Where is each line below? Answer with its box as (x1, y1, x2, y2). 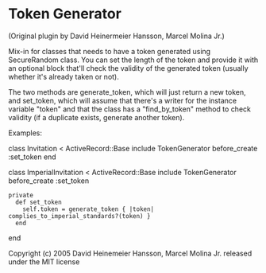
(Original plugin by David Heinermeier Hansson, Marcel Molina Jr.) (8, 31, 225, 41)
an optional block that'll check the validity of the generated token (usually (8, 63, 249, 72)
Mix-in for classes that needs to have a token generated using (8, 46, 211, 56)
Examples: (8, 128, 42, 138)
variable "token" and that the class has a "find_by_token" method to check (8, 104, 252, 114)
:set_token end (8, 152, 57, 162)
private (8, 191, 34, 199)
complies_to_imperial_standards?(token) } (8, 212, 151, 220)
